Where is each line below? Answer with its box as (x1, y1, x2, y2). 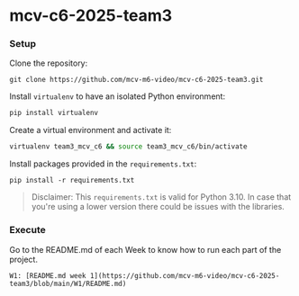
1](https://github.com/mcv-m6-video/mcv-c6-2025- (89, 271, 280, 280)
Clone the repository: (9, 58, 88, 68)
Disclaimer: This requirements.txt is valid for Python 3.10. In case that (31, 192, 292, 202)
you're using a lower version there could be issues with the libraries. (31, 202, 285, 212)
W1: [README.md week (9, 271, 87, 280)
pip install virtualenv (9, 109, 99, 118)
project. (9, 254, 39, 265)
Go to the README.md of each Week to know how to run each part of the (9, 244, 282, 255)
